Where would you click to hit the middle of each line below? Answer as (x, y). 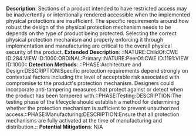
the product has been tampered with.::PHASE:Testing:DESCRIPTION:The (94, 96)
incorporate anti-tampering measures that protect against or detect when (95, 89)
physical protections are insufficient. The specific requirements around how (97, 21)
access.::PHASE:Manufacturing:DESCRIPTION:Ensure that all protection (93, 114)
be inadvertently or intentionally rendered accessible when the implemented (98, 15)
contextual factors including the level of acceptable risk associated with (93, 77)
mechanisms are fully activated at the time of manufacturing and (84, 120)
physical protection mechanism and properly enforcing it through (85, 40)
